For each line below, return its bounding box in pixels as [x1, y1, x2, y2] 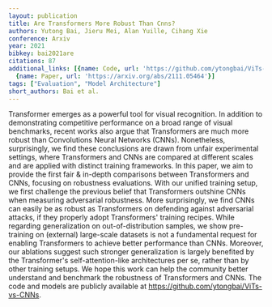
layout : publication [8, 11, 79, 20]
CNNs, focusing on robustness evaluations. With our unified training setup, [8, 178, 258, 188]
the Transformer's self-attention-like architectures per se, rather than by [8, 256, 249, 266]
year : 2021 [8, 42, 45, 50]
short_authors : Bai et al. [8, 87, 100, 96]
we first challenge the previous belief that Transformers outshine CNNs [8, 187, 246, 197]
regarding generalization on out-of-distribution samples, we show [8, 221, 228, 231]
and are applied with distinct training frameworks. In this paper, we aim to [8, 161, 253, 171]
